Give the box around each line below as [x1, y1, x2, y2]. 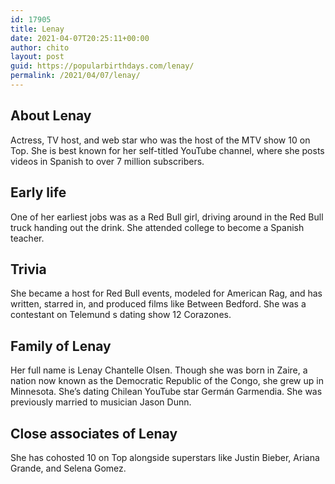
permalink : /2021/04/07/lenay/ [10, 71, 141, 81]
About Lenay [10, 107, 92, 125]
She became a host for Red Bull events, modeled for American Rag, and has [10, 287, 323, 300]
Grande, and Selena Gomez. [10, 462, 127, 474]
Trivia [10, 261, 47, 278]
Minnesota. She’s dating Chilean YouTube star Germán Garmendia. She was [10, 386, 323, 398]
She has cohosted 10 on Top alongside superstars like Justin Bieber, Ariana [10, 451, 320, 463]
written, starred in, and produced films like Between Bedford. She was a [10, 298, 307, 310]
